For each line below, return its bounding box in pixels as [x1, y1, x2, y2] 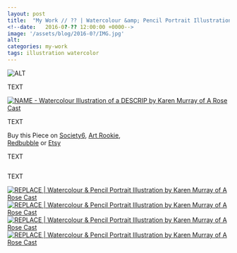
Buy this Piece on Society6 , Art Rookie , [7, 131, 121, 140]
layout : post [7, 10, 46, 18]
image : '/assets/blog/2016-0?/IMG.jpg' [7, 30, 125, 37]
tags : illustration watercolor [7, 50, 99, 57]
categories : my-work [7, 43, 68, 50]
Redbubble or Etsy [7, 138, 61, 147]
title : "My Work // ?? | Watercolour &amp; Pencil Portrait [7, 17, 191, 24]
